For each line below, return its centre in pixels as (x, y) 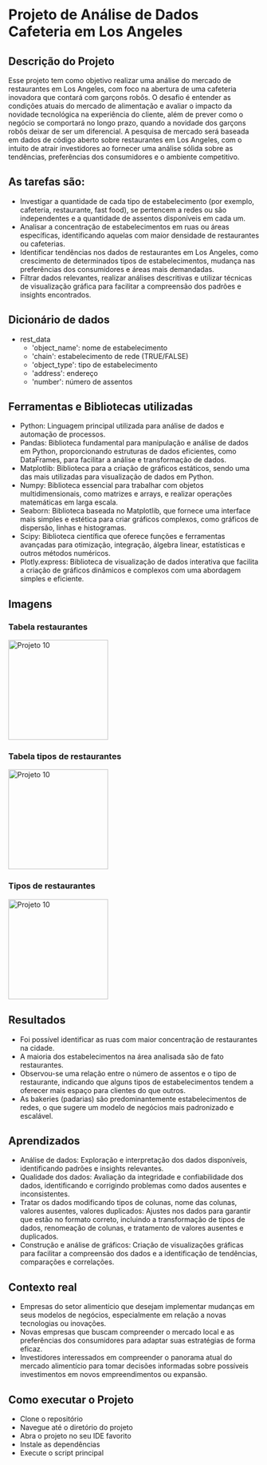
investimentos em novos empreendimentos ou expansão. (114, 1375)
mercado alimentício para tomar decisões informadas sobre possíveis (134, 1366)
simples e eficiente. (52, 579)
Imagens (30, 604)
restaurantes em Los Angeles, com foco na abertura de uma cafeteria (122, 89)
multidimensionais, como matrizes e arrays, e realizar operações (126, 494)
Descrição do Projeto (61, 61)
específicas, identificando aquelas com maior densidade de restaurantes (139, 235)
